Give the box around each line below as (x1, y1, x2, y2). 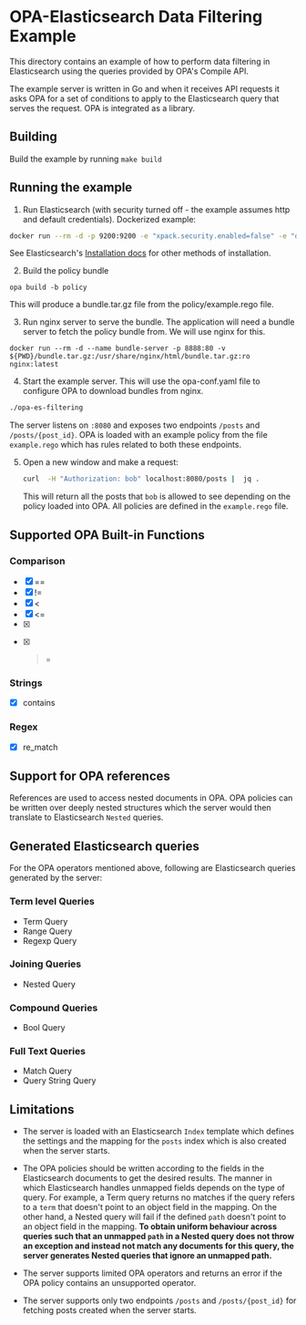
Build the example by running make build (9, 153, 162, 164)
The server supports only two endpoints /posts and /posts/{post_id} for (22, 1295, 297, 1306)
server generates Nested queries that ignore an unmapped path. (22, 1250, 272, 1261)
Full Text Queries (9, 1045, 87, 1058)
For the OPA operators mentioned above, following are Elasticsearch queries (9, 863, 296, 874)
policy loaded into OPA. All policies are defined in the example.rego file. (22, 501, 289, 512)
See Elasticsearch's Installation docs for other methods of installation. (9, 248, 271, 259)
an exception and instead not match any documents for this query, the (22, 1240, 294, 1251)
